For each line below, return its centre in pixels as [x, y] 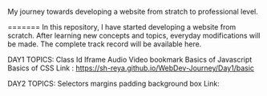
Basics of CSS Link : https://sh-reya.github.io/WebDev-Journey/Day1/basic [131, 68]
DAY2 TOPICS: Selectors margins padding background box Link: [113, 84]
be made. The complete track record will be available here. [105, 44]
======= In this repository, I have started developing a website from [122, 27]
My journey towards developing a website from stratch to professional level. [133, 12]
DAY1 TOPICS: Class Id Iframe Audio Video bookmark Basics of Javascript [130, 60]
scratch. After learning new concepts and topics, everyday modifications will [134, 36]
